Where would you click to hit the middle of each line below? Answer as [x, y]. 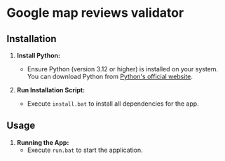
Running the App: [43, 142]
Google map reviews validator [95, 13]
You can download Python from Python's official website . [110, 76]
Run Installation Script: [51, 90]
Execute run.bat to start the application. [85, 150]
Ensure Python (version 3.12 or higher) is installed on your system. [123, 69]
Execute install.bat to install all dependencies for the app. [113, 104]
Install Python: [39, 55]
